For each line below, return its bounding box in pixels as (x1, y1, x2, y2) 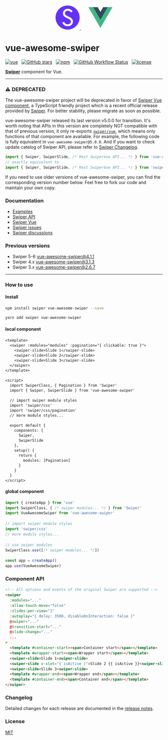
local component (5, 326, 41, 332)
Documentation (5, 197, 44, 204)
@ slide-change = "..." (9, 629, 52, 634)
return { (18, 453, 37, 458)
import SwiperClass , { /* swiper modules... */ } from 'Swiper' (5, 505, 142, 510)
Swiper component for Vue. (5, 69, 63, 75)
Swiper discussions (12, 230, 53, 236)
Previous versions (5, 242, 50, 249)
